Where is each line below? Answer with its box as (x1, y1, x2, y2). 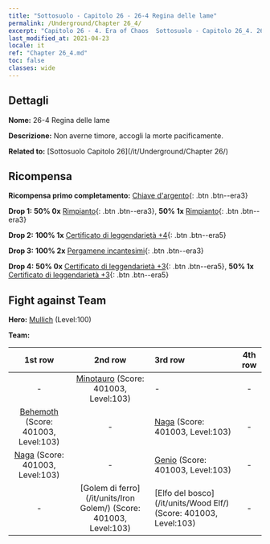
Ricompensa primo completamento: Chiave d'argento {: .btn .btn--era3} (8, 190, 249, 201)
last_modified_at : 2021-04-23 (8, 34, 110, 43)
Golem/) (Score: (80, 503, 141, 514)
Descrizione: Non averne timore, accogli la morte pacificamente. (8, 130, 223, 141)
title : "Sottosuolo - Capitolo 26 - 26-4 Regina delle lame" (8, 11, 218, 20)
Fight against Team (8, 293, 107, 307)
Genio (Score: (154, 455, 207, 466)
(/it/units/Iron (85, 493, 135, 504)
